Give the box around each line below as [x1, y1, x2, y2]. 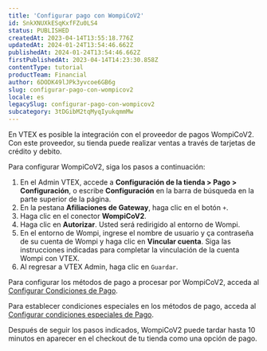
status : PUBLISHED [8, 26, 69, 34]
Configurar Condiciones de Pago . [8, 286, 118, 295]
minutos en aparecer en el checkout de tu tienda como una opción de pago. [8, 333, 257, 343]
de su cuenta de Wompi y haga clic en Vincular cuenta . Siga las [19, 236, 231, 246]
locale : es [8, 93, 45, 101]
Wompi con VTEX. [19, 254, 80, 263]
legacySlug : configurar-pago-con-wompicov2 [8, 100, 155, 108]
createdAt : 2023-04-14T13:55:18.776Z [8, 33, 134, 42]
